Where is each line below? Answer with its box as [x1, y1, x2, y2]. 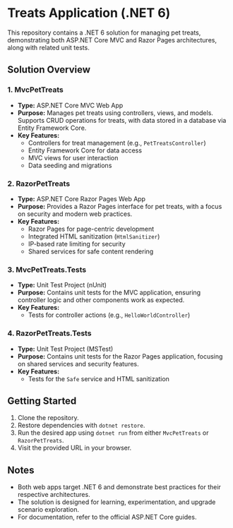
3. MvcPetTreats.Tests [7, 265, 87, 275]
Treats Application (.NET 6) [7, 5, 171, 21]
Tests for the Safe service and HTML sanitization [28, 374, 169, 383]
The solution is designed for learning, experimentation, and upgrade [17, 498, 216, 506]
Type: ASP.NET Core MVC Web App [17, 101, 124, 109]
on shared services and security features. [17, 359, 139, 368]
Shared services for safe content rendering [28, 247, 154, 256]
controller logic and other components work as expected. [17, 296, 185, 304]
